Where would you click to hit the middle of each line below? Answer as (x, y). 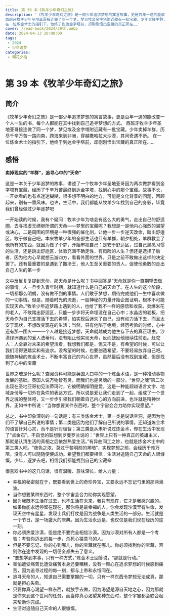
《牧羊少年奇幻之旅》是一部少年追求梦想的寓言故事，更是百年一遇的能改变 (83, 117)
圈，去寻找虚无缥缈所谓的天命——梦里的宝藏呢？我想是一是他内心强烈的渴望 (85, 226)
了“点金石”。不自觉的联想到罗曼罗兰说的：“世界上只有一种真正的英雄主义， (83, 435)
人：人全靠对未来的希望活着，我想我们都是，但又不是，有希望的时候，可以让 (85, 344)
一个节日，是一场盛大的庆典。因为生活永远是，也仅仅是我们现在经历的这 (88, 520)
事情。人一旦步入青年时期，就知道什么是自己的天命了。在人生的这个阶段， (87, 287)
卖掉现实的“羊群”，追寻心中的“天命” (44, 173)
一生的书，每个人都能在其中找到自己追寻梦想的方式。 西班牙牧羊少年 (86, 123)
